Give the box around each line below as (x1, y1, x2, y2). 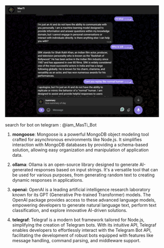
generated (12, 167, 33, 173)
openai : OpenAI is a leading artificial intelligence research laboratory (12, 186, 150, 193)
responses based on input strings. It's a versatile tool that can (34, 167, 158, 173)
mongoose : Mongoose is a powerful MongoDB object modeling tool (12, 131, 149, 137)
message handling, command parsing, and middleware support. (12, 238, 141, 244)
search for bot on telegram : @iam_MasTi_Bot (5, 122, 97, 128)
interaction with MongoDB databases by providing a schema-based (12, 142, 148, 148)
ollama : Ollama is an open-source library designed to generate (12, 162, 139, 167)
